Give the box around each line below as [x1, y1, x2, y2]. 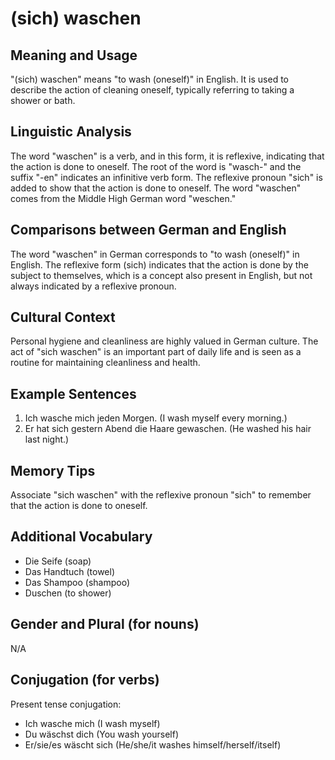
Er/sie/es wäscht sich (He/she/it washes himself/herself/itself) [24, 738, 282, 751]
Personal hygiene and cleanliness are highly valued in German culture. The [10, 335, 319, 347]
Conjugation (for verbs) [10, 672, 160, 689]
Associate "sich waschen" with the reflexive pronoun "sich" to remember [10, 489, 312, 501]
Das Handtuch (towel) [24, 565, 116, 577]
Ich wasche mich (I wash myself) [24, 717, 161, 729]
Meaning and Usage [10, 47, 138, 64]
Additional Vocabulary [10, 528, 153, 546]
